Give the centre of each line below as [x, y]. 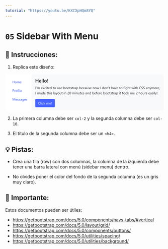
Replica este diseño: [33, 67]
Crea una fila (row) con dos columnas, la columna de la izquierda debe [86, 162]
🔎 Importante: [27, 198]
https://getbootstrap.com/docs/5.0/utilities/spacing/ [66, 236]
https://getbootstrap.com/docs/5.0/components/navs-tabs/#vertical [83, 220]
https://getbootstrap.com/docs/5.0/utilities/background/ [71, 241]
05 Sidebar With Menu [52, 36]
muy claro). [24, 182]
